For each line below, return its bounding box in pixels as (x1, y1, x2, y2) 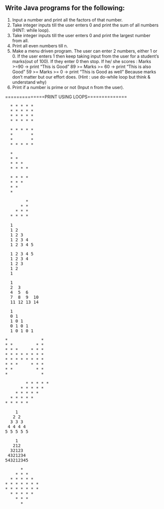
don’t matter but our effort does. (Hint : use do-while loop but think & (12, 74, 151, 80)
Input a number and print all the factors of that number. (12, 17, 123, 22)
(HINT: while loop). (12, 27, 50, 33)
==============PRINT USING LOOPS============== (5, 94, 127, 100)
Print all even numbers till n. (12, 42, 68, 48)
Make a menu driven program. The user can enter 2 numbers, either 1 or (12, 48, 158, 54)
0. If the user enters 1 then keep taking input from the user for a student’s (12, 53, 160, 59)
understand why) (12, 79, 47, 85)
